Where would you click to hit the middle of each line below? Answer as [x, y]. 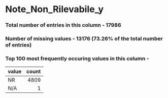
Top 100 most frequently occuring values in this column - [77, 58]
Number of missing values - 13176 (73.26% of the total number [84, 39]
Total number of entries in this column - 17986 [63, 25]
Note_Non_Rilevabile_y [55, 9]
